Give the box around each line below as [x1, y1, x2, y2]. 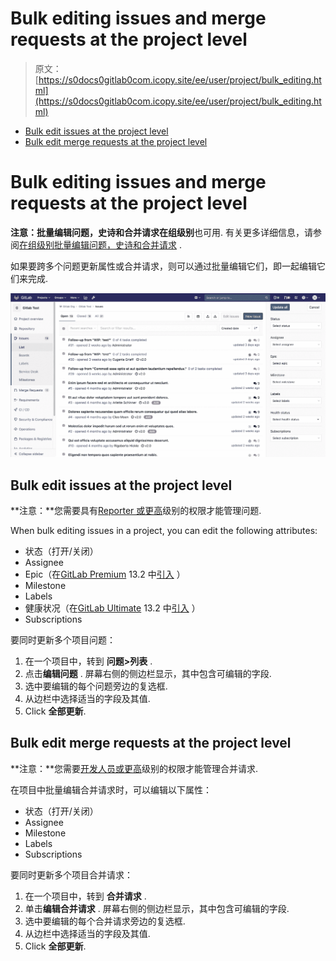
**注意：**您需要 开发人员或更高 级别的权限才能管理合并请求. [10, 762, 259, 774]
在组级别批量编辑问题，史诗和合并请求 [19, 238, 177, 251]
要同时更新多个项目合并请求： [10, 868, 133, 881]
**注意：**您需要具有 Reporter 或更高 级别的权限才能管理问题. [10, 505, 262, 517]
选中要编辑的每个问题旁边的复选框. [24, 680, 168, 692]
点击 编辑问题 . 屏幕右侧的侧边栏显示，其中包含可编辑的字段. [24, 668, 272, 680]
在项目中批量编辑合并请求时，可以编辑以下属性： [10, 783, 212, 796]
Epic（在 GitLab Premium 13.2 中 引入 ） [24, 568, 186, 581]
